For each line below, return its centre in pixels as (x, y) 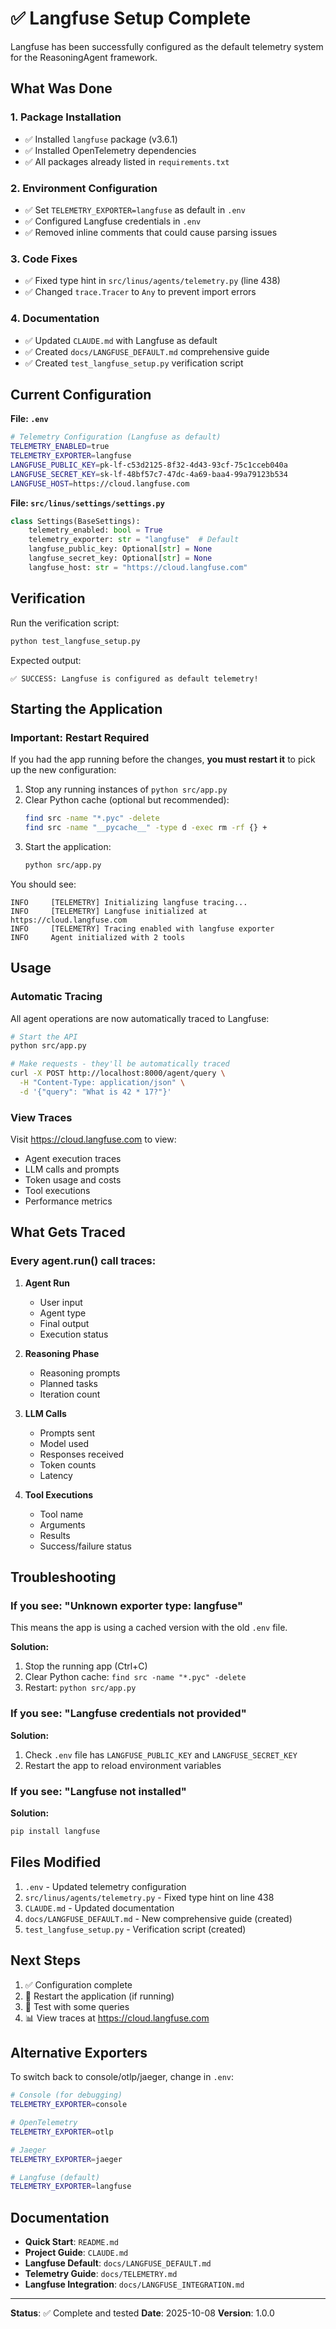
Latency (56, 1475)
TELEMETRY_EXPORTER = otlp (62, 2132)
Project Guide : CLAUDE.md (76, 2253)
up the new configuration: (63, 770)
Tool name (61, 1514)
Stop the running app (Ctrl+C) (86, 1666)
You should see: (43, 884)
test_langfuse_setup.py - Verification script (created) (135, 1929)
